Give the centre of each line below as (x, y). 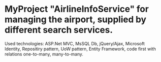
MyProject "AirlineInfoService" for (77, 9)
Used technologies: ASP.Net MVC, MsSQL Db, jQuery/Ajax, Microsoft (75, 43)
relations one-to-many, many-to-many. (44, 54)
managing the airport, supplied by (75, 19)
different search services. (59, 30)
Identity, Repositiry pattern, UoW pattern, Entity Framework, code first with (80, 49)
